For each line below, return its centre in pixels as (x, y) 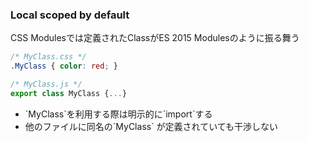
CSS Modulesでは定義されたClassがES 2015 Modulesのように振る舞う (155, 38)
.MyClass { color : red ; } (64, 66)
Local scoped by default (70, 15)
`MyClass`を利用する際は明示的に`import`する (118, 114)
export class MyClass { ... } (69, 93)
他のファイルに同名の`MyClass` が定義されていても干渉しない (151, 126)
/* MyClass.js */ (46, 84)
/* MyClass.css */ (48, 57)
